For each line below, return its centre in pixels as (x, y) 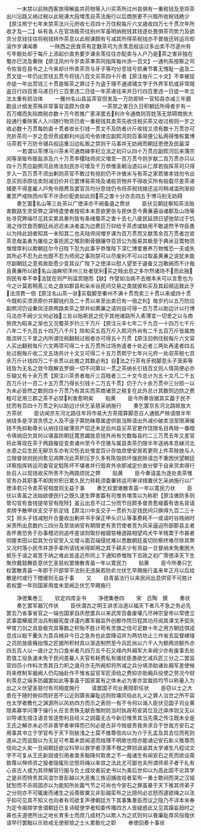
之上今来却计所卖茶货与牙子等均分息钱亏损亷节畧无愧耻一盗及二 (116, 69)
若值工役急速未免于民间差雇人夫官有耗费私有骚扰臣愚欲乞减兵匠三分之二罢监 (100, 658)
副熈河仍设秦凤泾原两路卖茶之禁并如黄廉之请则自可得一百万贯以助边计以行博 (100, 308)
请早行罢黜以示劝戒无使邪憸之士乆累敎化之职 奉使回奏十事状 (86, 823)
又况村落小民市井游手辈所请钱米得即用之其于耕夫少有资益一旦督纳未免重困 (98, 548)
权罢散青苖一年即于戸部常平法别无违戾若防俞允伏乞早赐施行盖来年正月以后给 (100, 570)
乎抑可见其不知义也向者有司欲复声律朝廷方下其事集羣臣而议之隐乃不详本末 (98, 800)
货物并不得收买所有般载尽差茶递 (155, 181)
